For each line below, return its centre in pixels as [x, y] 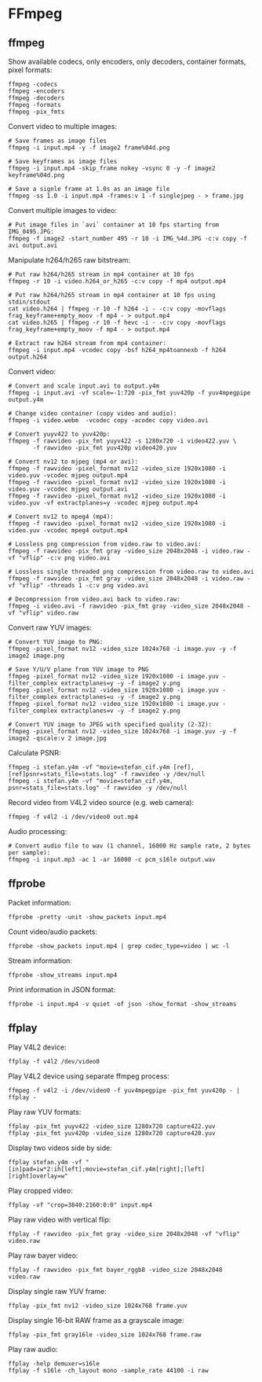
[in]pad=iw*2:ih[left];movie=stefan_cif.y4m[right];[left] [107, 1169]
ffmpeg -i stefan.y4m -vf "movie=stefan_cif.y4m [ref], [101, 767]
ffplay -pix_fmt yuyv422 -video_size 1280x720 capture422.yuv [112, 1126]
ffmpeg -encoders [36, 91]
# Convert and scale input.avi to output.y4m [84, 386]
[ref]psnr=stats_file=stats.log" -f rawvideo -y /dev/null [107, 774]
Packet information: [40, 902]
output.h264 [27, 357]
